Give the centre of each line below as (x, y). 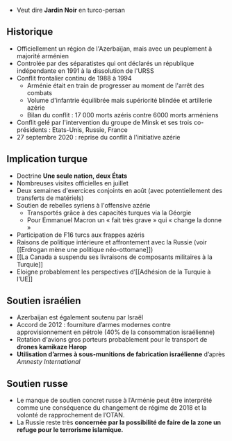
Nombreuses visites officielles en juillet (73, 183)
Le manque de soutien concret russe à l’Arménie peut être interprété (114, 400)
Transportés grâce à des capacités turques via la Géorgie (109, 213)
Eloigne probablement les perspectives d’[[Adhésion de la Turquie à (114, 272)
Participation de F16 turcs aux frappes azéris (81, 235)
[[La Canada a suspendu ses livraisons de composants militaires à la (114, 257)
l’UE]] (24, 279)
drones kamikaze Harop (52, 347)
